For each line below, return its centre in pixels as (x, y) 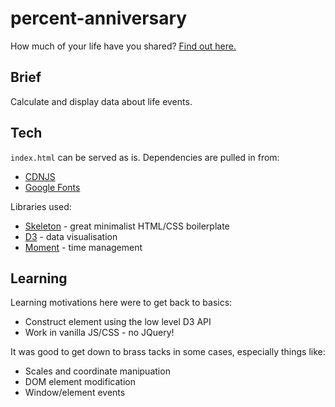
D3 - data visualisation (71, 236)
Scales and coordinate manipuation (97, 371)
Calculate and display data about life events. (101, 101)
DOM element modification (80, 382)
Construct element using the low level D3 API (118, 322)
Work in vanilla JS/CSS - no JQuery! (99, 333)
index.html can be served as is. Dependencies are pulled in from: (145, 157)
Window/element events (75, 393)
